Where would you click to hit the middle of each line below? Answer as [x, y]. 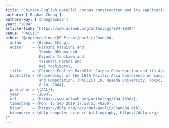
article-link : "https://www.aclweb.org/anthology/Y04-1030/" [71, 29]
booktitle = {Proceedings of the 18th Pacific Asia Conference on [81, 76]
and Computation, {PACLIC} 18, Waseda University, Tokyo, [101, 80]
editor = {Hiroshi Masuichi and [47, 47]
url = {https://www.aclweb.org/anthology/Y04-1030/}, [74, 99]
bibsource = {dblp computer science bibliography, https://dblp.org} [84, 113]
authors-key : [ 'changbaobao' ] [37, 19]
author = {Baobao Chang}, [40, 43]
